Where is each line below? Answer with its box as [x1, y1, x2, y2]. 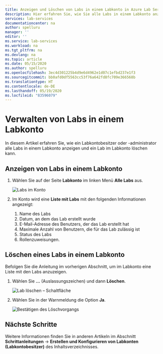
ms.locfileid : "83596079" [5, 93, 57, 98]
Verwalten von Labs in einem [5, 114, 124, 125]
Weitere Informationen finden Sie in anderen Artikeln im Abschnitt [5, 333, 136, 339]
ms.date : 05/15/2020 [5, 61, 47, 66]
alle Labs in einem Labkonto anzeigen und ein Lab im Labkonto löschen [5, 145, 148, 151]
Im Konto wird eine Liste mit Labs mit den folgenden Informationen [12, 196, 146, 202]
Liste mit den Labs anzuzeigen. [5, 269, 67, 274]
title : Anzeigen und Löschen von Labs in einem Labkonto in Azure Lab [5, 7, 151, 12]
